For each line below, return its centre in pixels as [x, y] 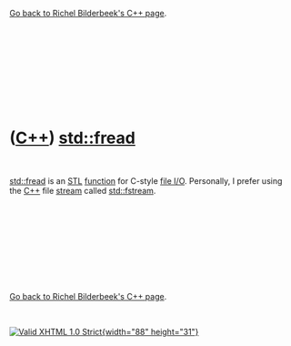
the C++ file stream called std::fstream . [83, 190]
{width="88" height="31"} [150, 331]
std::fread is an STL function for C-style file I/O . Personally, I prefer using [146, 180]
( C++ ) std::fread [73, 138]
